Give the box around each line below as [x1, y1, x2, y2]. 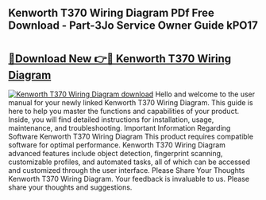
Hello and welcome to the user [155, 89, 256, 99]
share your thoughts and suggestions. [8, 182, 133, 192]
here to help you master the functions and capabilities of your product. [8, 107, 240, 116]
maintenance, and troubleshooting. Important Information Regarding [8, 124, 231, 132]
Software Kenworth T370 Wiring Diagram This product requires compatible [8, 131, 254, 141]
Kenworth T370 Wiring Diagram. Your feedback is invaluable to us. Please [8, 175, 250, 183]
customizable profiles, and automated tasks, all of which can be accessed [8, 157, 250, 167]
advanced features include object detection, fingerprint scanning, [8, 149, 223, 158]
